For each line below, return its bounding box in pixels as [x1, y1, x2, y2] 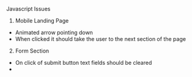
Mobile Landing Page [15, 17, 69, 24]
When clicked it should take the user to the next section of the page [15, 35, 186, 42]
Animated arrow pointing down [15, 29, 94, 36]
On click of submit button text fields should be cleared [15, 59, 152, 66]
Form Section [15, 47, 50, 54]
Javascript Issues [6, 5, 51, 12]
